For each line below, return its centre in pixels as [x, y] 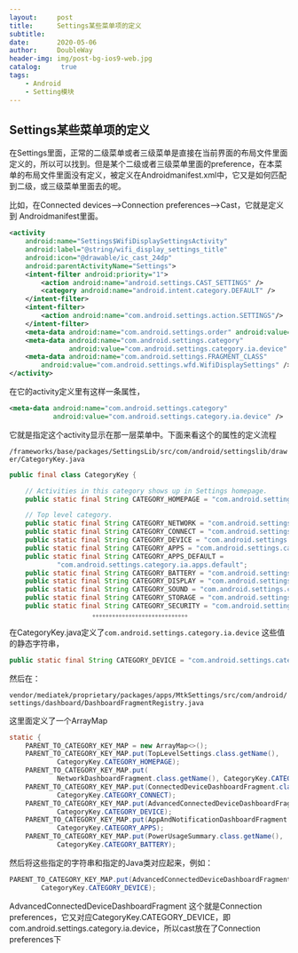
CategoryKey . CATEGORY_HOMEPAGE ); [118, 762]
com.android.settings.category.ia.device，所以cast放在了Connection [135, 928]
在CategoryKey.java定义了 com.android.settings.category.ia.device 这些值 [147, 632]
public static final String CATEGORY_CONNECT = [114, 532]
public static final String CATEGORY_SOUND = [111, 590]
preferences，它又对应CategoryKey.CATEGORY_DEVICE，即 [120, 917]
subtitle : [27, 34]
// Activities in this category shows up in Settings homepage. [146, 491]
